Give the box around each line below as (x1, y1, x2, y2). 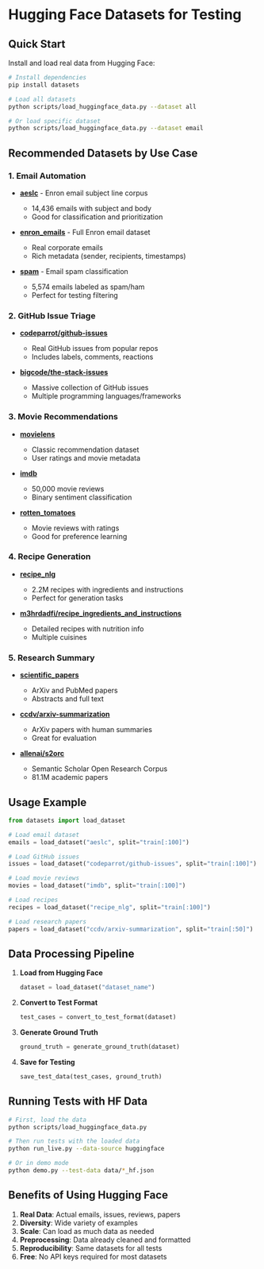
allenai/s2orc (19, 749, 65, 758)
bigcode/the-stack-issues (19, 368, 109, 377)
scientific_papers (19, 670, 79, 680)
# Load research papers (8, 917, 87, 926)
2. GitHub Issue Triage (8, 310, 96, 321)
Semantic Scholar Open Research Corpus (31, 764, 168, 773)
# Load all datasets (8, 95, 77, 103)
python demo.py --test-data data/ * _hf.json (8, 1167, 155, 1174)
